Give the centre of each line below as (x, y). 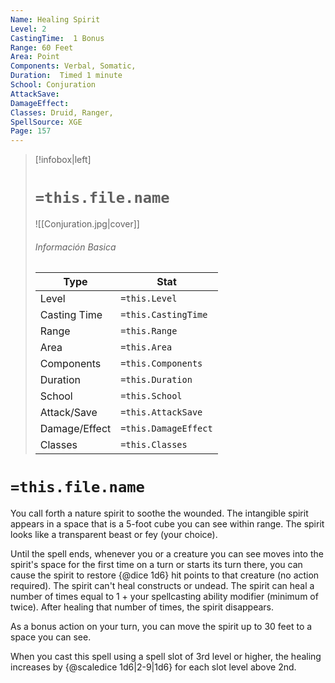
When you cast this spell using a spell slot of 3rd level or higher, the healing (166, 657)
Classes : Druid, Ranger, (62, 112)
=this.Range (149, 331)
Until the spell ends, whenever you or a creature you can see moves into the (167, 554)
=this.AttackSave (161, 412)
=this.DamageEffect (166, 429)
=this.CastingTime (164, 315)
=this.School (151, 396)
